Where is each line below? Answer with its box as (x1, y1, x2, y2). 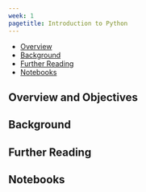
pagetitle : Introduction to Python (8, 19, 128, 27)
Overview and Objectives (8, 90, 139, 104)
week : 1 (8, 11, 35, 20)
